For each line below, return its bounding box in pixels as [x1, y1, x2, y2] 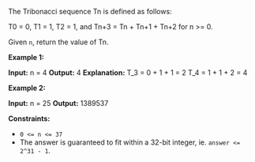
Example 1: [8, 53, 45, 62]
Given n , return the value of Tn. [8, 37, 109, 47]
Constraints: [8, 114, 51, 123]
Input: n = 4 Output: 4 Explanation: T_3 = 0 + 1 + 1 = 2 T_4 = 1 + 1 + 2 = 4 [8, 68, 248, 77]
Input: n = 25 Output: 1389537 [8, 99, 109, 107]
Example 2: [8, 83, 46, 92]
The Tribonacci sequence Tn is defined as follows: [8, 7, 172, 16]
